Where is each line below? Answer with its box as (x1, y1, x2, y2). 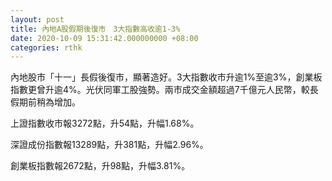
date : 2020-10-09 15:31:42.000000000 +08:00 (10, 33, 199, 43)
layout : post (10, 14, 65, 25)
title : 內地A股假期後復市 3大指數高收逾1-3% (10, 24, 181, 34)
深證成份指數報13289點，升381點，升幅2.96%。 (10, 139, 209, 151)
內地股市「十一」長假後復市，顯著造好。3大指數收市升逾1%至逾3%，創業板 (10, 71, 323, 83)
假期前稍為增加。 (10, 96, 81, 108)
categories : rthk (10, 42, 83, 53)
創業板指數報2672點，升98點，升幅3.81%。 (10, 160, 191, 172)
